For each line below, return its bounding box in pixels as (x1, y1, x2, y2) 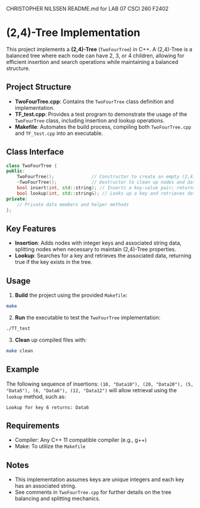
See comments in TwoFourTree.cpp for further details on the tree (14, 489, 171, 496)
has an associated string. (14, 482, 77, 489)
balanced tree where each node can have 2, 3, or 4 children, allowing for (6, 52, 185, 59)
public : (6, 168, 26, 174)
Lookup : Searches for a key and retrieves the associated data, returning (14, 252, 192, 259)
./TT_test (6, 325, 31, 331)
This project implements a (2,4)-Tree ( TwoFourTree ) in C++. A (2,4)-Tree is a (6, 45, 192, 53)
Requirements (6, 420, 60, 430)
